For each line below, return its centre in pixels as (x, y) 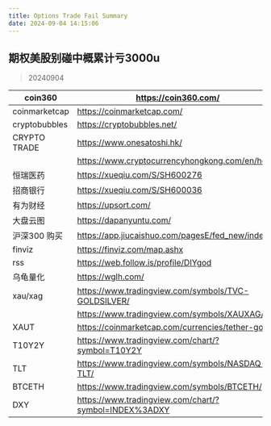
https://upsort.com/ (114, 205)
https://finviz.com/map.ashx (130, 249)
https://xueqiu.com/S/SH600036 (140, 190)
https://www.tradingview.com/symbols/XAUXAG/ (171, 314)
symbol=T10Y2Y (110, 350)
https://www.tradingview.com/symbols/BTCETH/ (169, 386)
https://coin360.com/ (178, 98)
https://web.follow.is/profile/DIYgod (144, 263)
